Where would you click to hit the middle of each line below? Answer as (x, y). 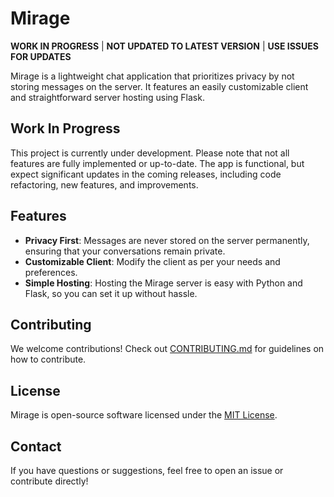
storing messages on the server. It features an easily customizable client (159, 86)
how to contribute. (48, 359)
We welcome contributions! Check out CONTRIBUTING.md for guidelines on (167, 349)
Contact (36, 446)
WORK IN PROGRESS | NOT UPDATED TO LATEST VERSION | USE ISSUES (164, 46)
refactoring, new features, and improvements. (104, 184)
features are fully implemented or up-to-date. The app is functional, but (157, 163)
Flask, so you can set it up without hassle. (111, 293)
